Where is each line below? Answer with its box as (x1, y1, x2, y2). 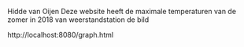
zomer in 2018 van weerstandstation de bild (7, 15, 150, 24)
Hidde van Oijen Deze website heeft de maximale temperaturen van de (7, 7, 237, 16)
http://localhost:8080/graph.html (7, 31, 114, 39)
